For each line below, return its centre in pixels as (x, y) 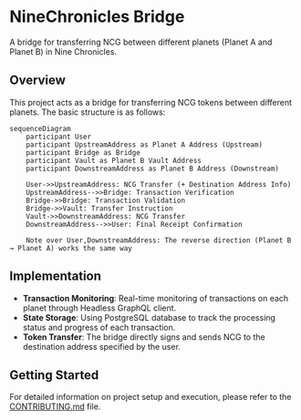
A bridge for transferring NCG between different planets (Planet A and (141, 42)
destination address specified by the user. (101, 346)
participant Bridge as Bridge (83, 152)
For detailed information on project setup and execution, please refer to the (150, 397)
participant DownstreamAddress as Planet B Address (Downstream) (153, 169)
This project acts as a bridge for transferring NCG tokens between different (151, 102)
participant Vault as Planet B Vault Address (114, 160)
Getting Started (54, 375)
